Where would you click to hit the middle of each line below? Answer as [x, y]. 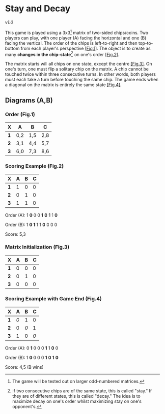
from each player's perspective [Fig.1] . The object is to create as [85, 48]
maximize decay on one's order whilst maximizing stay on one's [77, 401]
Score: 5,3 [15, 234]
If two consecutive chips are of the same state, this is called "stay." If [82, 391]
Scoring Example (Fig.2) [34, 166]
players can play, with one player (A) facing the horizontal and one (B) [76, 38]
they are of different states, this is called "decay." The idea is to [76, 396]
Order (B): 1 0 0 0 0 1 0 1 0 [32, 357]
